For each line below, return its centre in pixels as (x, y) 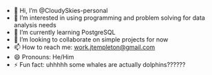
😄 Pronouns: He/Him (44, 57)
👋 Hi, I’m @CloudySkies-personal (61, 11)
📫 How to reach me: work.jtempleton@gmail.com (84, 47)
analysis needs (35, 25)
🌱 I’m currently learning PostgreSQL (64, 32)
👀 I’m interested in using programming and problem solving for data (109, 18)
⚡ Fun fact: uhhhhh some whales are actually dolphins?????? (99, 64)
